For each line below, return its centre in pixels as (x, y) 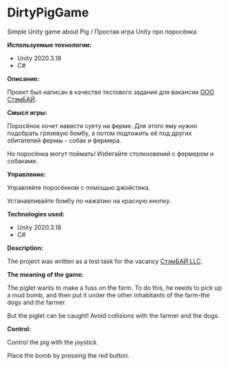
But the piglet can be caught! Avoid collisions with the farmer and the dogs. (113, 315)
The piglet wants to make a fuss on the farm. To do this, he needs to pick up (114, 288)
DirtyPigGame (48, 13)
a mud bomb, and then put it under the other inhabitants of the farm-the (109, 295)
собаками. (23, 161)
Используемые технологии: (49, 45)
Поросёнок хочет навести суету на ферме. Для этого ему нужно (102, 125)
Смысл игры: (27, 112)
